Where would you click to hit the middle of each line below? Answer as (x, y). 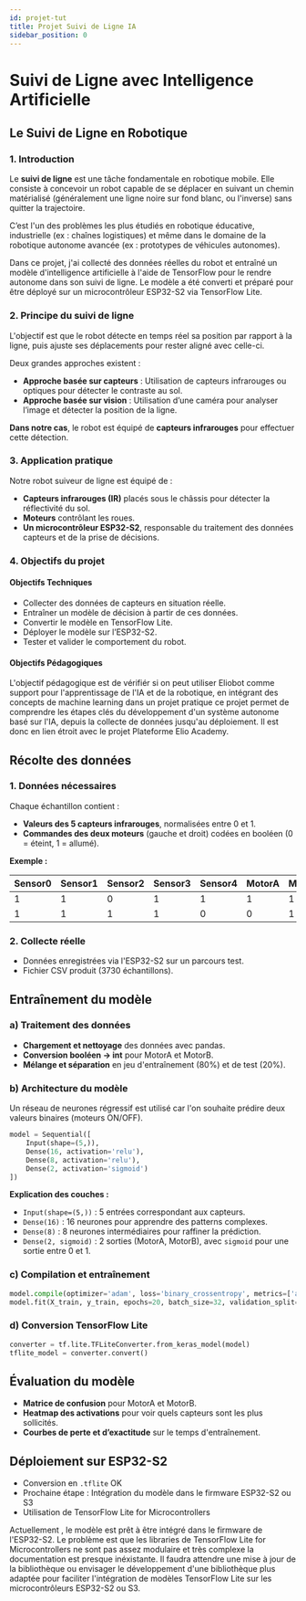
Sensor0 (33, 883)
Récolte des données (71, 760)
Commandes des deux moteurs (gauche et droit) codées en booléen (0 (158, 833)
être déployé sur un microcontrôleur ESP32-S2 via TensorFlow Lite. (136, 292)
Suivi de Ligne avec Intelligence (132, 80)
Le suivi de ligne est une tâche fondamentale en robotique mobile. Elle (142, 179)
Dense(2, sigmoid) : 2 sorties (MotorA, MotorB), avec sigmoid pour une (156, 1241)
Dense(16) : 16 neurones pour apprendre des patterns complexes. (145, 1222)
